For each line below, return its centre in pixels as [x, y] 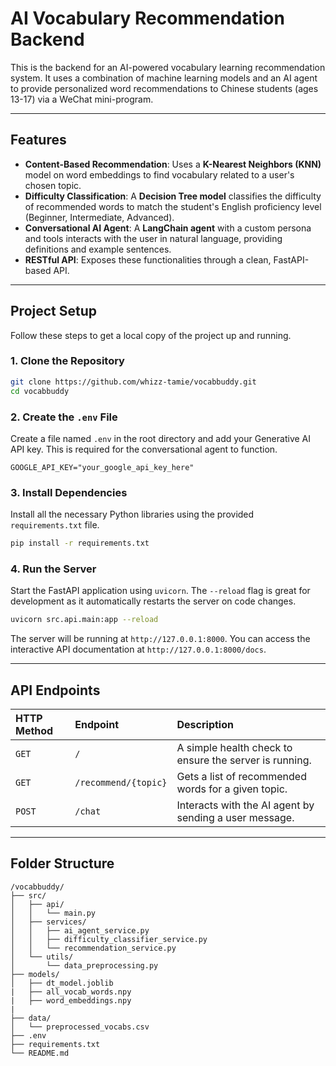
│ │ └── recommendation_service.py [93, 948]
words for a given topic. [232, 789]
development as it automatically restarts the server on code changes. [153, 601]
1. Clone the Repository [67, 361]
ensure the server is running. [244, 760]
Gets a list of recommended [241, 777]
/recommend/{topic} [121, 783]
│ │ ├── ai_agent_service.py [80, 930]
